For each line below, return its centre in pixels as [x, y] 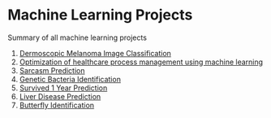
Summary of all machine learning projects [77, 37]
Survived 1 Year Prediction [63, 88]
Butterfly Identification [57, 105]
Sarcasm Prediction [52, 70]
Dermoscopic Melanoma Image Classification [95, 53]
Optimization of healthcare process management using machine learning [141, 62]
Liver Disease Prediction [60, 96]
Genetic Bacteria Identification [70, 79]
